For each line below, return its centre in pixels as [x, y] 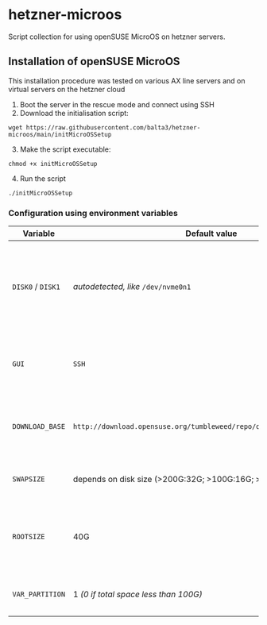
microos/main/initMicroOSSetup [60, 134]
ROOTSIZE [29, 537]
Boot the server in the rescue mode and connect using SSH [117, 104]
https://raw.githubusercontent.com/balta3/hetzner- [113, 127]
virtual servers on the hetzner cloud [67, 89]
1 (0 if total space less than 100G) [137, 595]
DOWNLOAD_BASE [39, 427]
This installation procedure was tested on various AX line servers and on [127, 80]
